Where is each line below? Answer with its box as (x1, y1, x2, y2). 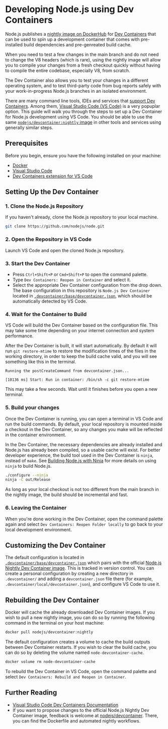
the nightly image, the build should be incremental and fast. (5, 492, 128, 498)
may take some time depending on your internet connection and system (5, 328, 154, 334)
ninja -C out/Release (5, 477, 51, 482)
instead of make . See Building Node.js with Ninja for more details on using (5, 457, 157, 463)
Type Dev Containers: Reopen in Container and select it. (12, 276, 131, 283)
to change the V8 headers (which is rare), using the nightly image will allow (5, 56, 161, 63)
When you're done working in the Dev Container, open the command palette (5, 516, 163, 522)
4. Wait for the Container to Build (5, 311, 87, 318)
